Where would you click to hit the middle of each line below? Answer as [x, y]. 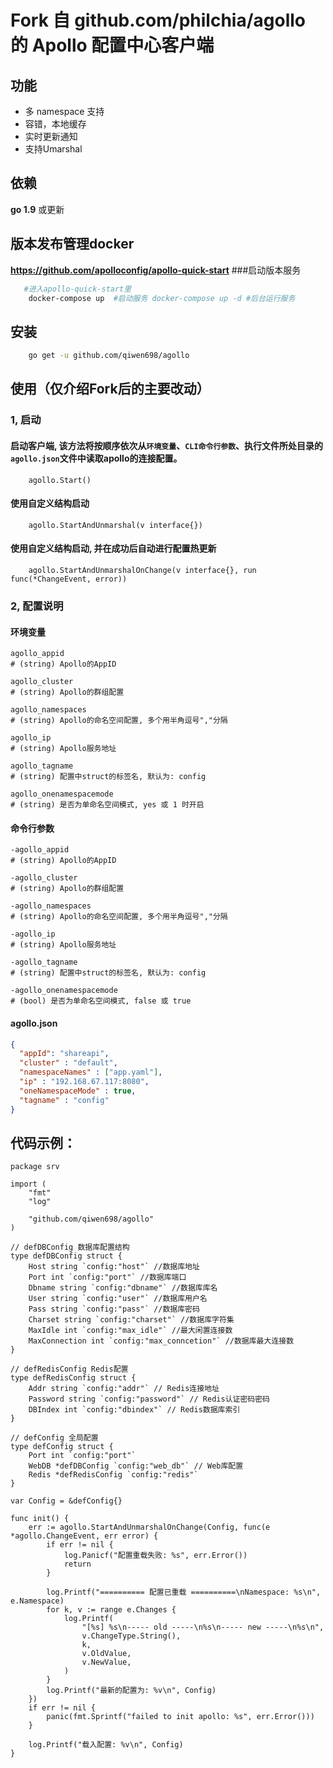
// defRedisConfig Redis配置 [69, 1369]
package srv [35, 1167]
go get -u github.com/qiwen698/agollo [109, 356]
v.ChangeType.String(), [131, 1636]
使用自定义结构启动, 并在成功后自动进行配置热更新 [113, 548]
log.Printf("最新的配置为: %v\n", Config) [131, 1691]
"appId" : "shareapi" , [64, 1054]
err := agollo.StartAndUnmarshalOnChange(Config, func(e [149, 1527]
